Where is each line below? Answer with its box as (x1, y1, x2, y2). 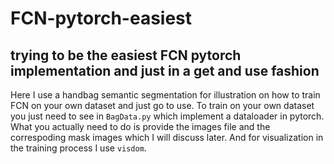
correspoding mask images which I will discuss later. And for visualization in (10, 132, 324, 143)
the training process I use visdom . (10, 142, 147, 154)
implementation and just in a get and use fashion (10, 62, 320, 79)
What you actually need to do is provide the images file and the (10, 121, 271, 132)
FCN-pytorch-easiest (10, 7, 193, 30)
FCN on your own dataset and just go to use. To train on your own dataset (10, 100, 315, 111)
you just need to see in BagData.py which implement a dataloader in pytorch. (10, 110, 325, 122)
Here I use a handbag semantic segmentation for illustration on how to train (10, 89, 321, 101)
